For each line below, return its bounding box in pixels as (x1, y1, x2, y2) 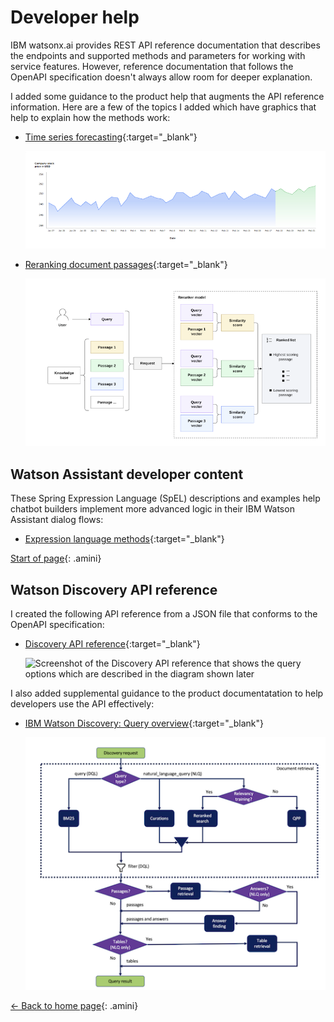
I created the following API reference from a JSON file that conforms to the (10, 607, 318, 620)
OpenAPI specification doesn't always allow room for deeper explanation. (10, 71, 313, 83)
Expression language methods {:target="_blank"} (24, 533, 225, 545)
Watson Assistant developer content (10, 466, 244, 483)
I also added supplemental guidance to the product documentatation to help (10, 687, 324, 699)
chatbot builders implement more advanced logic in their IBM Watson (10, 503, 295, 515)
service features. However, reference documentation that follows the (10, 60, 294, 72)
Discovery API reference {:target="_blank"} (24, 637, 201, 650)
